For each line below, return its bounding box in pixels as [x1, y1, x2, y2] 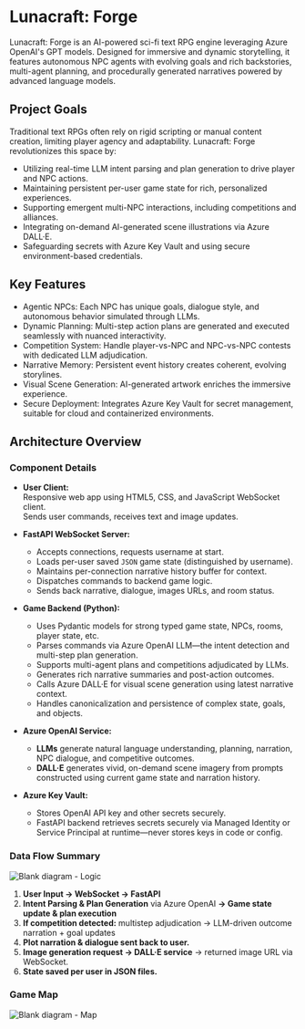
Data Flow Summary [9, 850, 101, 863]
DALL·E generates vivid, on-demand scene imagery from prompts [36, 763, 284, 774]
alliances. [22, 212, 59, 223]
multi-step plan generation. [36, 650, 138, 660]
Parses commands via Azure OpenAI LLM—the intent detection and [36, 640, 290, 651]
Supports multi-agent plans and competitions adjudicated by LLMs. [36, 660, 290, 670]
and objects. [36, 708, 84, 719]
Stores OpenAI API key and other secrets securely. [36, 807, 226, 818]
